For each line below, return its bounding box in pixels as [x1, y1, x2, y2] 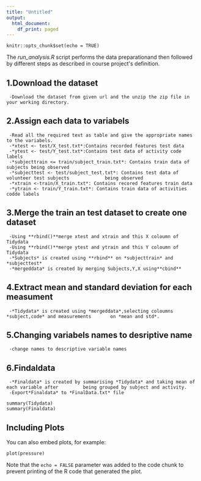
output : [6, 15, 26, 21]
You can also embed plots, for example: [6, 438, 106, 446]
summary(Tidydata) [6, 400, 53, 407]
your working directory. [6, 99, 70, 106]
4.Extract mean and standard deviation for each [6, 282, 192, 293]
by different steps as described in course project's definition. [6, 60, 160, 67]
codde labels [6, 191, 40, 197]
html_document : [12, 20, 51, 26]
